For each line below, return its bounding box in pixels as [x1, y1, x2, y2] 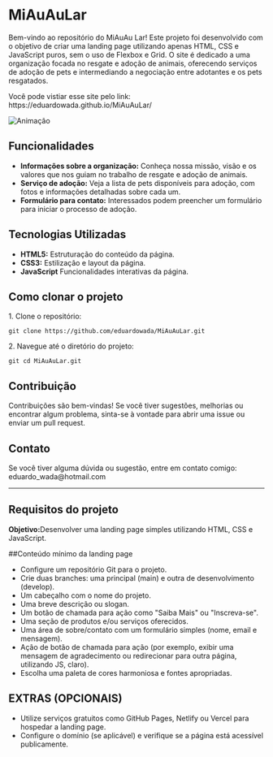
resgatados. [8, 76, 49, 85]
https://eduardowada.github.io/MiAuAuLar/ [8, 100, 153, 110]
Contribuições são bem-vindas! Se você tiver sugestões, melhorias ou [8, 400, 244, 411]
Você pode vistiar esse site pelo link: [8, 91, 132, 101]
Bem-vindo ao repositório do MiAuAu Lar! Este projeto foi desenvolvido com [8, 32, 264, 42]
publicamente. [19, 739, 69, 749]
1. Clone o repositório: [8, 311, 82, 322]
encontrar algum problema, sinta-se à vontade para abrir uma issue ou [8, 409, 245, 419]
